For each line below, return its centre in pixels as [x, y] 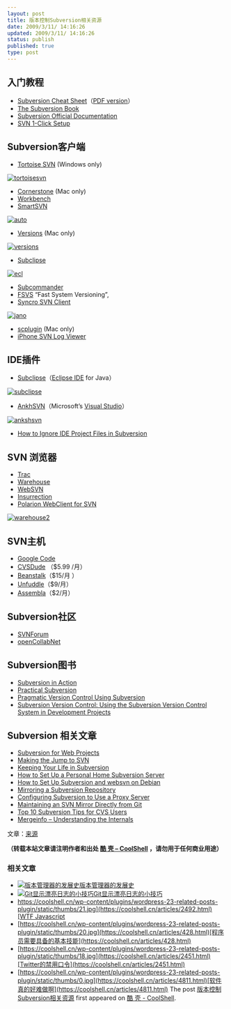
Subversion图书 [42, 665]
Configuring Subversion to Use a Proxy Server [83, 797]
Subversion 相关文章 [52, 735]
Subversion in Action [47, 682]
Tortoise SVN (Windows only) [59, 164]
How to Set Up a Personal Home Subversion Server [91, 775]
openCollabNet [39, 641]
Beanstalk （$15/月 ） [48, 575]
